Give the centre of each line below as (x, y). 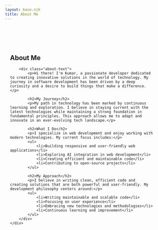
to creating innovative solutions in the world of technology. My (79, 78)
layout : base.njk (23, 10)
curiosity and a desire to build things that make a (65, 86)
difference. (134, 86)
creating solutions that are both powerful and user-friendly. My (79, 185)
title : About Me (22, 14)
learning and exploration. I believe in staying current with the (79, 108)
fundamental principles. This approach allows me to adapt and (76, 116)
